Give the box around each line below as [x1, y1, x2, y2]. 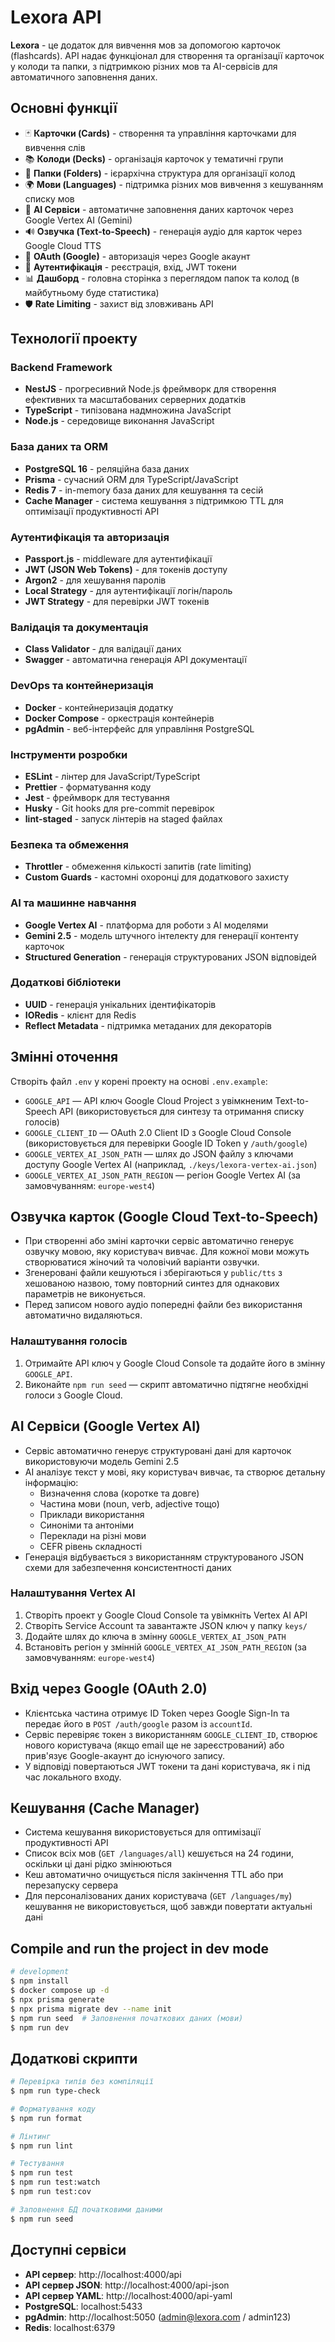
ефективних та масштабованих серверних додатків [24, 394, 247, 406]
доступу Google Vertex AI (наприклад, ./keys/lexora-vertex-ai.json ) [24, 1158, 318, 1170]
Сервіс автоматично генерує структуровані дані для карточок [24, 1444, 292, 1456]
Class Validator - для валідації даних [24, 643, 182, 655]
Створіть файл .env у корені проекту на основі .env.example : [10, 1075, 268, 1087]
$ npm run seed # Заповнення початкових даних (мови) [10, 2013, 244, 2023]
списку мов [24, 192, 75, 205]
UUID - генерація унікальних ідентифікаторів [24, 998, 217, 1010]
